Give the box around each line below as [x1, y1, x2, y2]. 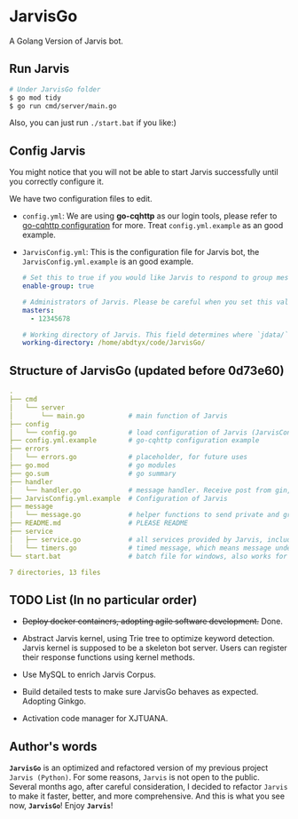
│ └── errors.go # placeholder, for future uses [9, 453, 248, 462]
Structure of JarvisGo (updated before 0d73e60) [9, 362, 285, 378]
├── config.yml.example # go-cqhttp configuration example [9, 436, 260, 445]
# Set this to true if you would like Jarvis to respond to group [21, 274, 273, 282]
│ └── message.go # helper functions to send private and [9, 511, 279, 520]
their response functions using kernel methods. [21, 652, 195, 663]
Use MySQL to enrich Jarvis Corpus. [21, 669, 157, 680]
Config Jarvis [9, 143, 86, 158]
